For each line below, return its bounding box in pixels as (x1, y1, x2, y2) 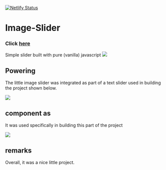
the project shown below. (5, 85, 57, 91)
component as (5, 109, 51, 117)
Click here (5, 40, 30, 47)
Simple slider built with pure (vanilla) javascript (5, 52, 101, 58)
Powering (5, 66, 36, 75)
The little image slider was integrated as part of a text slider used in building (5, 80, 161, 86)
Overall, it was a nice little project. (5, 159, 75, 165)
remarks (5, 146, 32, 154)
